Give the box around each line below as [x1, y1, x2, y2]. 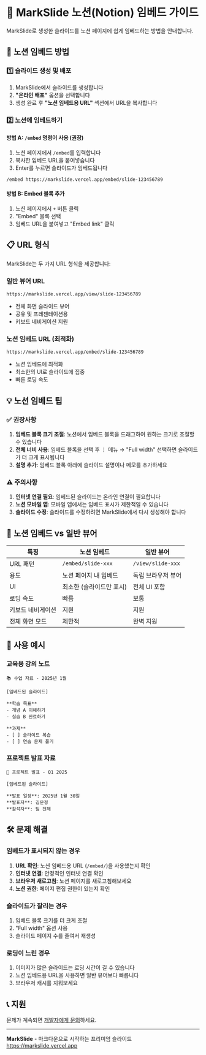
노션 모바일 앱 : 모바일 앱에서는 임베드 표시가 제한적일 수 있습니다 [15, 501, 169, 508]
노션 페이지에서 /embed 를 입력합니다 [15, 148, 101, 156]
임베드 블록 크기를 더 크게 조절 [15, 917, 88, 924]
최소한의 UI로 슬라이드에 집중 [15, 368, 85, 376]
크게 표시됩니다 [28, 454, 65, 461]
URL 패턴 [9, 560, 35, 568]
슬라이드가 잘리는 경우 [6, 902, 67, 910]
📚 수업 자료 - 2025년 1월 [6, 675, 67, 681]
